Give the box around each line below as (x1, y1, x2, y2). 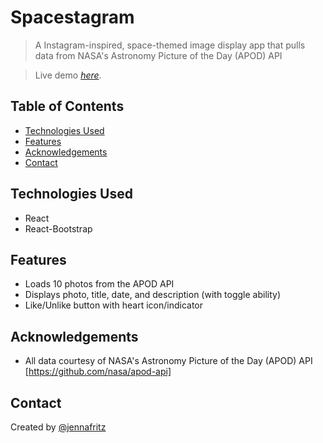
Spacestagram (10, 6, 135, 29)
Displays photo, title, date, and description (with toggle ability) (24, 289, 282, 301)
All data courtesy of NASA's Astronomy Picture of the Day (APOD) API (24, 355, 313, 367)
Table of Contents (10, 98, 125, 115)
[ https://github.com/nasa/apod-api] (24, 366, 172, 378)
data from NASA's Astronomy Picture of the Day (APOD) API (34, 49, 283, 61)
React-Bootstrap (24, 222, 93, 235)
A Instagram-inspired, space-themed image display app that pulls (34, 39, 306, 51)
